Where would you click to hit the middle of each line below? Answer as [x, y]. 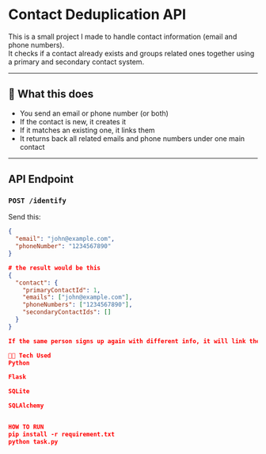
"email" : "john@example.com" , [65, 239]
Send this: [25, 217]
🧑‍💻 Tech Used [30, 355]
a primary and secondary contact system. [76, 62]
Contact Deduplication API [97, 15]
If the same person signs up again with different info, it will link [127, 341]
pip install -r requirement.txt [61, 434]
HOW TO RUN [26, 427]
